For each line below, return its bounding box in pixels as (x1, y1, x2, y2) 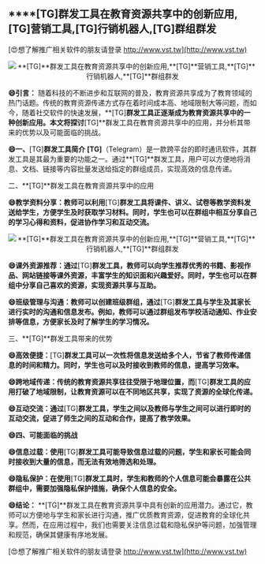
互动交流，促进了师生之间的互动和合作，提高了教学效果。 (8, 413, 195, 423)
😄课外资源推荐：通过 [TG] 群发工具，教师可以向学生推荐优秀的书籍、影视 (8, 260, 244, 270)
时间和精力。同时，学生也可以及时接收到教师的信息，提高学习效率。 (21, 360, 243, 369)
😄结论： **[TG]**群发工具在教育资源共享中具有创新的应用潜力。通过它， (8, 500, 246, 510)
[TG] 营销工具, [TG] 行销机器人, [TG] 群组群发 (8, 22, 217, 35)
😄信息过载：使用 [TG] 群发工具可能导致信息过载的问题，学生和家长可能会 (8, 446, 244, 456)
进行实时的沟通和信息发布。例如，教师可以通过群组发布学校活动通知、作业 (8, 307, 250, 316)
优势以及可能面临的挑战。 (21, 127, 105, 136)
